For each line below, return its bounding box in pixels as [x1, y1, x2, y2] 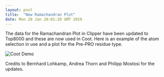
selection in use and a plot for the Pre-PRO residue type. [5, 41, 123, 47]
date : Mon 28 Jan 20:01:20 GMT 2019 [5, 17, 82, 22]
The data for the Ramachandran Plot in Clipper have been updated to [5, 31, 149, 37]
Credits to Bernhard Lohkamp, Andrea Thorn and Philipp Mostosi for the [5, 61, 155, 67]
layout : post [5, 7, 33, 13]
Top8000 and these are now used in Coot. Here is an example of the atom [5, 36, 159, 42]
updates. [5, 66, 24, 72]
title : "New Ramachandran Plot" [5, 12, 76, 17]
